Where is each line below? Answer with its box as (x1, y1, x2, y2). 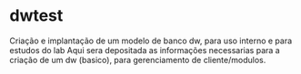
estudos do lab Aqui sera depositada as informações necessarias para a (9, 44, 280, 55)
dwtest (9, 5, 64, 26)
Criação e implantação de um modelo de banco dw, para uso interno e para (9, 35, 293, 46)
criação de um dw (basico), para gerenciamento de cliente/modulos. (9, 54, 266, 65)
